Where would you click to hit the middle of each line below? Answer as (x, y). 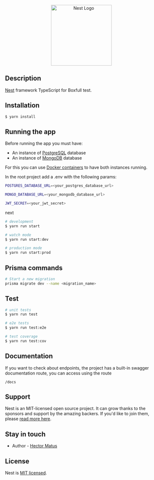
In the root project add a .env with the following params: (61, 177)
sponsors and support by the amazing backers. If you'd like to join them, (77, 414)
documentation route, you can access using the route (58, 373)
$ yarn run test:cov (26, 341)
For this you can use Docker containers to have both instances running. (76, 167)
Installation (22, 105)
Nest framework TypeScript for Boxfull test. (48, 90)
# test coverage (21, 337)
